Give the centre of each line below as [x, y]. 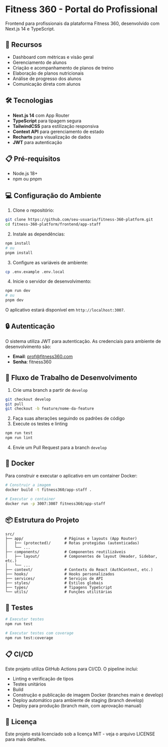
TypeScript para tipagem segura [47, 121]
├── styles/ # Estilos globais [54, 583]
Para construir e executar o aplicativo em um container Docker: [71, 476]
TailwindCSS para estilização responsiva [56, 126]
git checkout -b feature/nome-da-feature [50, 409]
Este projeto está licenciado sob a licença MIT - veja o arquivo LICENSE [80, 734]
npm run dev [18, 291]
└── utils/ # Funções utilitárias [59, 592]
